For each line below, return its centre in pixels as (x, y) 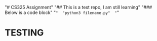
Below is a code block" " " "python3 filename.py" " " (62, 12)
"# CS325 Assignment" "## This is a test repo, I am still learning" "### (78, 7)
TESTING (24, 33)
